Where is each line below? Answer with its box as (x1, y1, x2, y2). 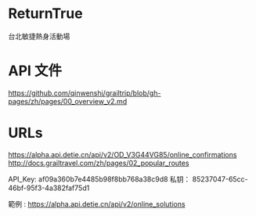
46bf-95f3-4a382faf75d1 (8, 183, 90, 193)
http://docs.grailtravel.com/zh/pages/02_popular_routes (8, 158, 189, 167)
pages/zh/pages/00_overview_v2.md (8, 96, 128, 106)
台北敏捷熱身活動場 (8, 31, 70, 41)
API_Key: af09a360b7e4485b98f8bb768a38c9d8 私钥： (8, 174, 191, 184)
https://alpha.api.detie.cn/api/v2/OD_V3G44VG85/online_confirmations (8, 149, 237, 159)
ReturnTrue (8, 5, 84, 23)
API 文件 (8, 62, 63, 80)
